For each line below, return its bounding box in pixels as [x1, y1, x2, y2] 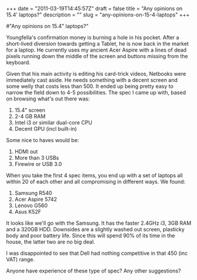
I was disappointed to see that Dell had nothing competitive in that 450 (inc [6, 249, 188, 257]
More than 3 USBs [14, 154, 59, 161]
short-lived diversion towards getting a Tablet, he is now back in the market [6, 41, 189, 47]
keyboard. [6, 59, 31, 66]
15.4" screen [14, 107, 45, 113]
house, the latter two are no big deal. [6, 238, 95, 245]
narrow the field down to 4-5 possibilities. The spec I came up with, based [6, 89, 186, 96]
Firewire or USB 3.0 [14, 161, 62, 167]
